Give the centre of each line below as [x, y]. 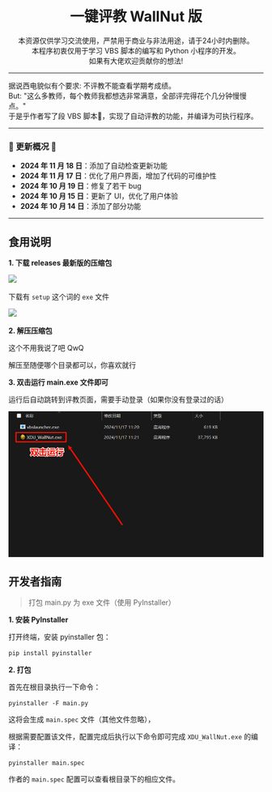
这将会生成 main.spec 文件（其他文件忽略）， [82, 720]
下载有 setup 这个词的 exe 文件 [59, 297]
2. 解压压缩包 [30, 331]
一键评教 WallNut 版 [136, 17]
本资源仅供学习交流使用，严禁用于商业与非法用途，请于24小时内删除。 [136, 40]
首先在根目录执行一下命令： [55, 687]
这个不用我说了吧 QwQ [46, 348]
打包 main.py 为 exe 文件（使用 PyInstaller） [102, 603]
